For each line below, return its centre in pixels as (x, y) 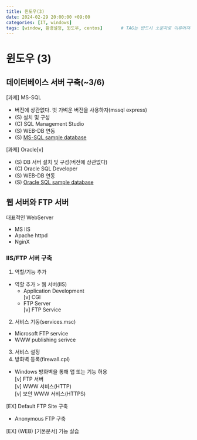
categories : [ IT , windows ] (39, 22)
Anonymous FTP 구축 (40, 419)
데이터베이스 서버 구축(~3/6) (55, 82)
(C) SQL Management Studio (49, 124)
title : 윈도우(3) (26, 11)
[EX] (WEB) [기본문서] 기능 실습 (43, 431)
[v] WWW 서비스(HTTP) (43, 387)
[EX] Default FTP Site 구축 (37, 407)
